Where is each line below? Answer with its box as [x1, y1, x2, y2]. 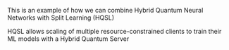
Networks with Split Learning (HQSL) [7, 13, 115, 22]
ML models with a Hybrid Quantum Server [7, 35, 130, 43]
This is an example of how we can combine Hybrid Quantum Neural [7, 6, 204, 14]
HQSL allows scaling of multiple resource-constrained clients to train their [7, 27, 222, 35]
